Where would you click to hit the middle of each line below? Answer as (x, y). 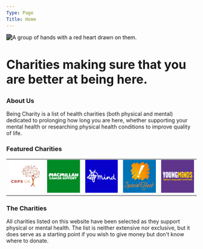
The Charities (27, 208)
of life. (14, 133)
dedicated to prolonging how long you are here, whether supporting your (97, 121)
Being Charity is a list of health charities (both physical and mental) (90, 114)
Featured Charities (34, 149)
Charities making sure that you (96, 65)
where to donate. (27, 241)
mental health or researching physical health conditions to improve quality (98, 127)
